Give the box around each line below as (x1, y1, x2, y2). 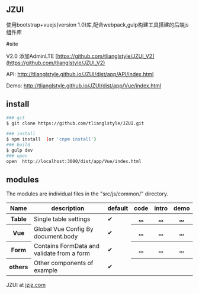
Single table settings (33, 215, 91, 223)
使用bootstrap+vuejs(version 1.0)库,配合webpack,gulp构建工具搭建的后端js (6, 21, 189, 28)
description (51, 204, 85, 213)
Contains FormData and (33, 241, 99, 250)
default (107, 204, 129, 213)
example (33, 266, 58, 274)
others (9, 263, 28, 271)
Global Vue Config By (33, 224, 94, 233)
